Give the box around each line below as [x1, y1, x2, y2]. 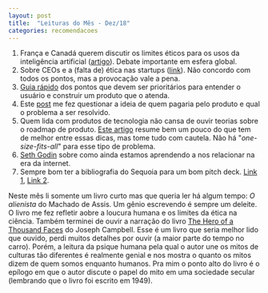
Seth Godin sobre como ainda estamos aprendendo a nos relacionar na [19, 150, 255, 160]
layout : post [8, 11, 52, 20]
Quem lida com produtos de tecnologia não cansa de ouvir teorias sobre [19, 117, 258, 126]
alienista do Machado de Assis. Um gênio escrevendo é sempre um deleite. [8, 200, 258, 209]
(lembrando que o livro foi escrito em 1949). [8, 276, 154, 286]
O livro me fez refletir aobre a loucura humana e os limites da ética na [8, 208, 238, 218]
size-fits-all [19, 141, 58, 152]
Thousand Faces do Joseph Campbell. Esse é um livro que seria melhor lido [8, 225, 258, 235]
